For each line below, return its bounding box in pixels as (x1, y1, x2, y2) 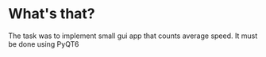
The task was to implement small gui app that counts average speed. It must (8, 31, 258, 40)
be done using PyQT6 (8, 39, 79, 48)
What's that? (8, 5, 95, 23)
